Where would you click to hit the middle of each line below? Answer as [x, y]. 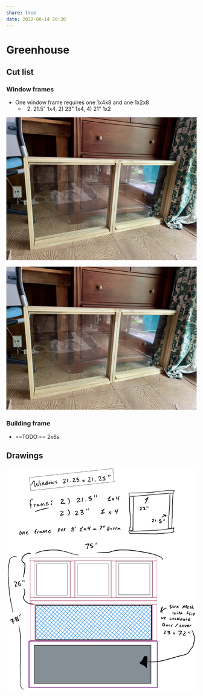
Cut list [20, 72]
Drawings [25, 456]
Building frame [28, 424]
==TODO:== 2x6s [37, 436]
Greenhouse [38, 50]
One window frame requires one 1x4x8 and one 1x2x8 [82, 102]
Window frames [30, 89]
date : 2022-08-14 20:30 [36, 19]
